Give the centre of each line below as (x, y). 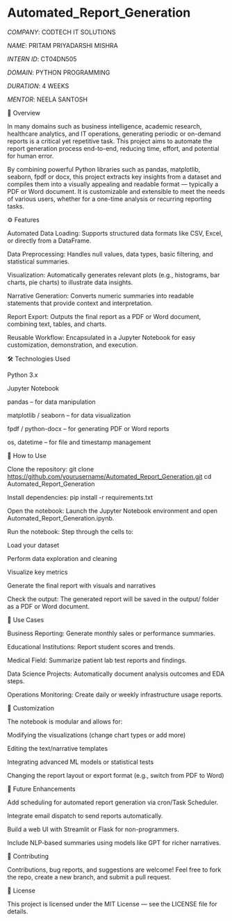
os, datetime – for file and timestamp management (79, 442)
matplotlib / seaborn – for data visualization (69, 415)
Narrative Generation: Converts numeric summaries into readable (101, 295)
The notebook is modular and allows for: (65, 722)
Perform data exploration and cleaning (62, 558)
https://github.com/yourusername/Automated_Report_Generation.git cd (109, 476)
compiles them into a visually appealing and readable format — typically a (113, 184)
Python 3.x (23, 375)
